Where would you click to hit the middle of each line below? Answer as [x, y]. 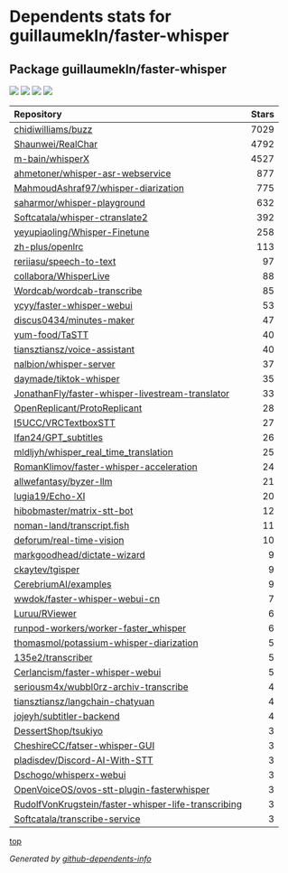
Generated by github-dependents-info [80, 859]
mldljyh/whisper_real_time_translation [93, 452]
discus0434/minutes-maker [74, 320]
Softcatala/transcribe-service [77, 819]
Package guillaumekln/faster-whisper [118, 69]
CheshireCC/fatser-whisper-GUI [84, 745]
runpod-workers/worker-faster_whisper [100, 628]
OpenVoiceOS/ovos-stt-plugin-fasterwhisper [112, 789]
